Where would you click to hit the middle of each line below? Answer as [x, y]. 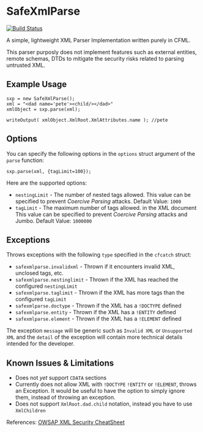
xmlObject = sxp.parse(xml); [43, 109]
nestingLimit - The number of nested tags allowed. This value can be [103, 195]
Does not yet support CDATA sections [61, 378]
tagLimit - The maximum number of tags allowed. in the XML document [106, 207]
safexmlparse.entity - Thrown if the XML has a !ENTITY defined [95, 312]
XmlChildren [30, 411]
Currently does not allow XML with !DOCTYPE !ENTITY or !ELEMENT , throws [106, 384]
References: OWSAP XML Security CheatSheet [66, 422]
